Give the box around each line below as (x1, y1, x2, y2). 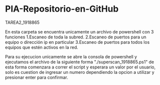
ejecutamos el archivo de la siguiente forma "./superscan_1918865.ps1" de (5, 59, 154, 65)
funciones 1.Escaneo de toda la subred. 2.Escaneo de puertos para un (5, 34, 147, 40)
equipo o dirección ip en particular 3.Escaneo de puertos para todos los (5, 39, 150, 45)
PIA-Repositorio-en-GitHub (5, 3, 119, 15)
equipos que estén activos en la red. (5, 44, 78, 50)
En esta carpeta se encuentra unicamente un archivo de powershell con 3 (5, 29, 154, 34)
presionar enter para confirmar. (5, 74, 69, 80)
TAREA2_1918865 (5, 19, 40, 25)
